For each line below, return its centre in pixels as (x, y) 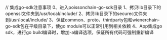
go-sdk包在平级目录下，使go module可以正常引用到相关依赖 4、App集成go (84, 26)
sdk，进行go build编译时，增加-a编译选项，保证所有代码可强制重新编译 (80, 32)
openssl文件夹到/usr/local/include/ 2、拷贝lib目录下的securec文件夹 (76, 13)
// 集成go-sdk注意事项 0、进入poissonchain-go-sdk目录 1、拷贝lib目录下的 (83, 7)
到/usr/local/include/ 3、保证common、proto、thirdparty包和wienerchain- (83, 20)
